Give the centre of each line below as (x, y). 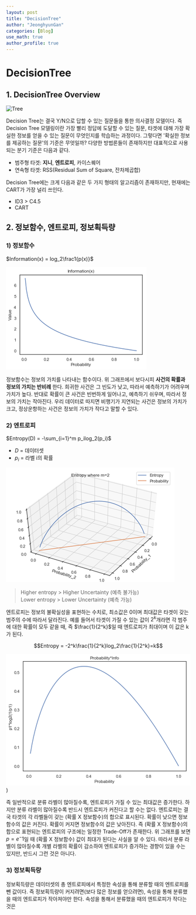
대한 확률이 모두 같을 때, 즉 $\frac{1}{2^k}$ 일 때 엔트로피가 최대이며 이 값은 (98, 627)
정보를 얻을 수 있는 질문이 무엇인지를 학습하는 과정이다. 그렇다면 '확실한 (98, 135)
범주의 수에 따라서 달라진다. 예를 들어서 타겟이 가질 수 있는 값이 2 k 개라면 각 (91, 619)
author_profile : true (32, 43)
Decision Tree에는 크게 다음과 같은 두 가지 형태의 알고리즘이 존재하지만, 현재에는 (98, 182)
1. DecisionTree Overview (53, 95)
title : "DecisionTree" (34, 18)
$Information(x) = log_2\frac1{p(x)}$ (50, 258)
